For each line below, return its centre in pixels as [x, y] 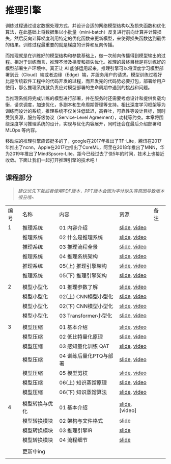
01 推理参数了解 [79, 287]
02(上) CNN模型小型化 [86, 296]
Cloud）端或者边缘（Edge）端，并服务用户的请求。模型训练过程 [90, 74]
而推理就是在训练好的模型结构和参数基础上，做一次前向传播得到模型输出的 [83, 55]
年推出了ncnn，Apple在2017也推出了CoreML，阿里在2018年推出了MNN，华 [85, 147]
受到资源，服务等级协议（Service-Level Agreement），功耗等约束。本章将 [82, 117]
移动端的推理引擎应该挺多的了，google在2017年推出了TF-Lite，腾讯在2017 [83, 141]
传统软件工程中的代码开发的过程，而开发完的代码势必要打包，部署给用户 [90, 81]
